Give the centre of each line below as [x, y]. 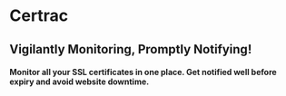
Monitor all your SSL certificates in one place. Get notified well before [143, 72]
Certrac [39, 16]
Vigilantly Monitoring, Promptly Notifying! [131, 49]
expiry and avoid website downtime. [79, 82]
